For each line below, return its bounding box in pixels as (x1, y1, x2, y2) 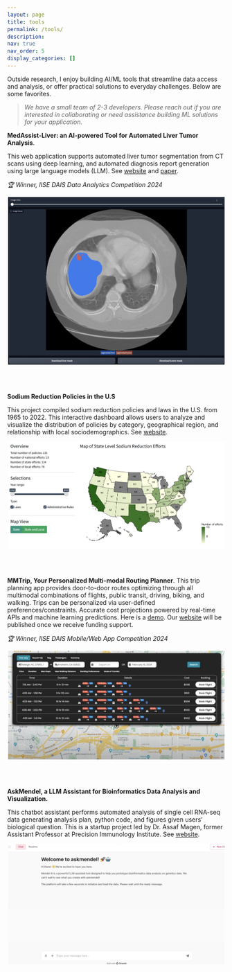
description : (7, 33, 45, 40)
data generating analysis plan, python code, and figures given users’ (7, 815, 203, 824)
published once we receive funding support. (7, 621, 134, 629)
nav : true (7, 40, 36, 48)
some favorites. (7, 89, 52, 98)
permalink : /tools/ (7, 26, 64, 33)
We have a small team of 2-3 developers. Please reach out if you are (24, 103, 222, 111)
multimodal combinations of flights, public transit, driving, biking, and (7, 591, 204, 599)
